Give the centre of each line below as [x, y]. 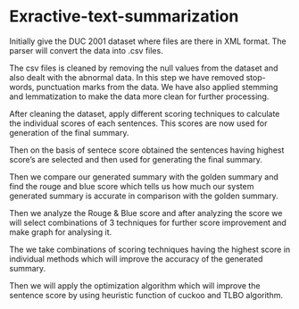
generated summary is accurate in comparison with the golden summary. [144, 196]
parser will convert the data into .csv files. [86, 50]
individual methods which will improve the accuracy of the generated [136, 259]
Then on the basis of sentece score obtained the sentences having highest [147, 150]
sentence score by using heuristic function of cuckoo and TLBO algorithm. [146, 295]
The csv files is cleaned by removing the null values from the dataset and [144, 68]
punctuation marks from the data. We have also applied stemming [157, 87]
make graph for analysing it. [61, 232]
